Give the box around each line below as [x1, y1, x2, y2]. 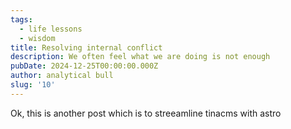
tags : [10, 14, 33, 25]
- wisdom [19, 33, 56, 43]
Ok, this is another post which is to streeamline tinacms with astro [10, 107, 282, 119]
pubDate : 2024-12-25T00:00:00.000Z [10, 61, 159, 71]
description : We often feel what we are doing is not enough [10, 52, 271, 62]
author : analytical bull [10, 71, 114, 81]
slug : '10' [10, 80, 56, 90]
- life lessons [19, 24, 83, 34]
